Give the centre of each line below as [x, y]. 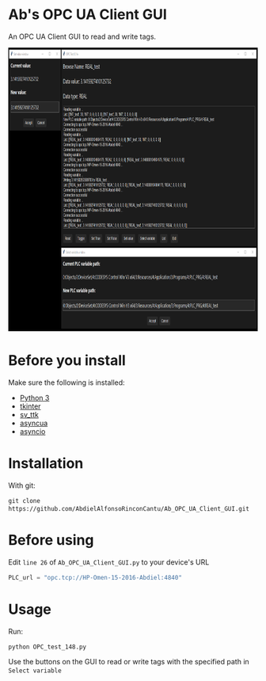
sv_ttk [29, 414]
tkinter [30, 406]
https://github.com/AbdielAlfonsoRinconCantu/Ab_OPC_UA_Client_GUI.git [129, 508]
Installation [46, 464]
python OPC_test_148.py [47, 647]
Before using [51, 540]
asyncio [32, 431]
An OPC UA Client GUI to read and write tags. [82, 36]
